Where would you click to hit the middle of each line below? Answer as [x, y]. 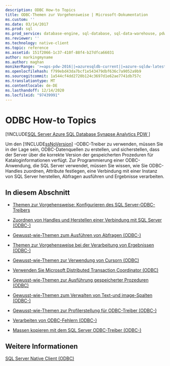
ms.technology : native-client [37, 43]
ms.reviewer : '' [22, 39]
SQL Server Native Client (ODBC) [40, 358]
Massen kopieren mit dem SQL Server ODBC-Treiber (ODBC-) [77, 330]
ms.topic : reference [27, 48]
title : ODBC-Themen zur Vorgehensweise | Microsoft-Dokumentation [77, 15]
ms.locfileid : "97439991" [32, 95]
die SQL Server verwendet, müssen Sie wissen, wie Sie [90, 166]
